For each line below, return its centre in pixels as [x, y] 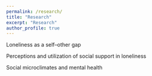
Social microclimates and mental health [54, 68]
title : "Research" [29, 17]
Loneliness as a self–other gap [44, 45]
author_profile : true [33, 28]
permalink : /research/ [34, 11]
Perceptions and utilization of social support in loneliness [76, 56]
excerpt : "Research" [32, 22]
